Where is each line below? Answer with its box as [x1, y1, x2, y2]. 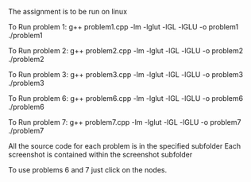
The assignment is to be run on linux [8, 7, 128, 16]
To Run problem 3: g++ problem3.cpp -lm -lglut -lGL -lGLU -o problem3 [8, 70, 244, 79]
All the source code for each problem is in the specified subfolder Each [8, 141, 241, 150]
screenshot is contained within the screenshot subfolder [8, 150, 193, 159]
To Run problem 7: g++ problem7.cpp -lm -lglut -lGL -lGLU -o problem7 [8, 118, 241, 126]
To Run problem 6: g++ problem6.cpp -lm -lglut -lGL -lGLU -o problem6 [8, 94, 244, 103]
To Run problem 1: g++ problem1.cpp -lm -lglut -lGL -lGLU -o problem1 [8, 22, 239, 31]
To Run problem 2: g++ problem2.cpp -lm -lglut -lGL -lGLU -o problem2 [8, 46, 244, 55]
